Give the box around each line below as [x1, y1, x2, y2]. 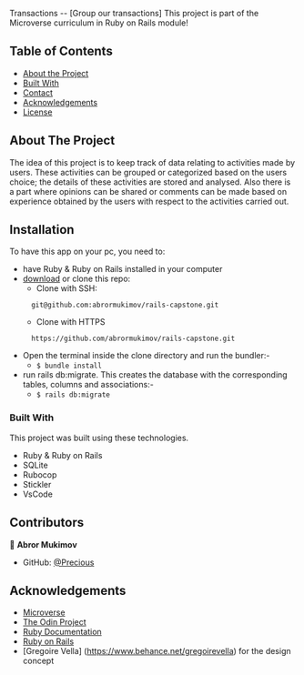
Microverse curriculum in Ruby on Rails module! [9, 17, 189, 28]
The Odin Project [22, 617, 86, 628]
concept [22, 655, 55, 667]
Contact [22, 86, 53, 98]
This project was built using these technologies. [9, 432, 189, 443]
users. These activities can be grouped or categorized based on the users [9, 166, 288, 177]
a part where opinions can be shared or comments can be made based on [9, 186, 288, 196]
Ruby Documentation [22, 627, 102, 638]
